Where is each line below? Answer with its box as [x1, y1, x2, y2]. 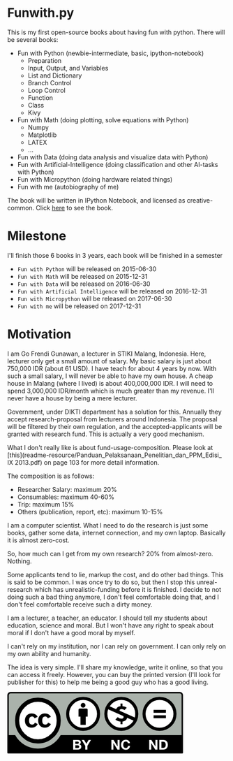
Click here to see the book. [36, 203, 114, 212]
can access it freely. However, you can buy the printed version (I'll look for [7, 670, 221, 679]
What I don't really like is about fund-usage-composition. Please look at [7, 443, 213, 451]
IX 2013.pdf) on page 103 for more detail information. [7, 458, 160, 466]
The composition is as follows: [7, 472, 95, 480]
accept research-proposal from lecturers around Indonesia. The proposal [7, 414, 218, 423]
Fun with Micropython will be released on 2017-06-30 [17, 294, 172, 303]
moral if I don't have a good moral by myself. [7, 628, 136, 637]
